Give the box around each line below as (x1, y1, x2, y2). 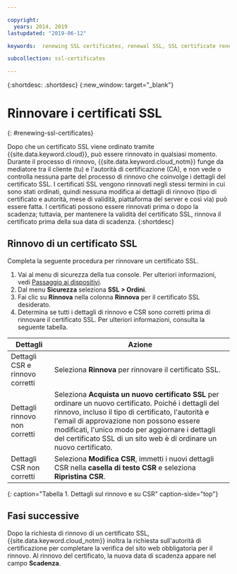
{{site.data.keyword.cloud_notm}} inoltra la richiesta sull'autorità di (7, 536, 202, 544)
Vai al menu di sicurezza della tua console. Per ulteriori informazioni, (17, 270, 217, 279)
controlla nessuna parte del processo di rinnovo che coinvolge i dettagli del (7, 172, 226, 181)
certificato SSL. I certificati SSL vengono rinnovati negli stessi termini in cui (7, 180, 226, 189)
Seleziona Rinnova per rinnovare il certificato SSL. (54, 364, 221, 374)
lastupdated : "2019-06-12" (7, 30, 87, 37)
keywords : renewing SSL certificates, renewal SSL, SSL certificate (7, 42, 217, 49)
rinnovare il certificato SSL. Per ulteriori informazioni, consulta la (17, 315, 205, 323)
